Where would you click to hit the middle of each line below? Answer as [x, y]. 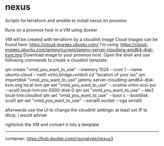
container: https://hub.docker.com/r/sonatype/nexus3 [59, 138]
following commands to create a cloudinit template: [57, 60]
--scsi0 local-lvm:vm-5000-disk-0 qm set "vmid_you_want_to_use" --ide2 [79, 90]
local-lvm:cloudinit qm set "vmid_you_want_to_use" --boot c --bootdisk [77, 95]
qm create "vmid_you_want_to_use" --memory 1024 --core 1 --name [74, 69]
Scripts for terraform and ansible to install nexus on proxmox [66, 20]
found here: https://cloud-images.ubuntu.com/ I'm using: [62, 44]
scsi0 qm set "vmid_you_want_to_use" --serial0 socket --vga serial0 [74, 100]
